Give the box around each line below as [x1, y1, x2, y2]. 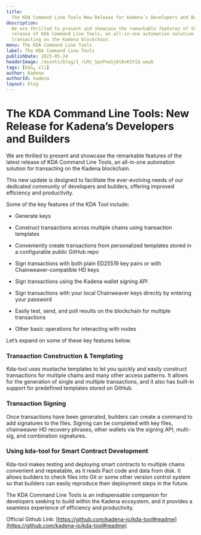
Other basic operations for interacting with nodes [14, 325, 136, 332]
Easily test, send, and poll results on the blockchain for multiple [14, 307, 171, 314]
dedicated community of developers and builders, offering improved [6, 183, 175, 190]
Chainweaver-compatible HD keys [14, 266, 100, 273]
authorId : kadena [6, 75, 50, 81]
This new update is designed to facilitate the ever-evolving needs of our [6, 176, 184, 183]
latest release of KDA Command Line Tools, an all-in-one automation [6, 158, 175, 165]
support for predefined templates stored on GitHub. [6, 384, 133, 392]
